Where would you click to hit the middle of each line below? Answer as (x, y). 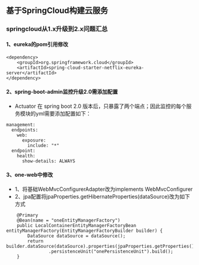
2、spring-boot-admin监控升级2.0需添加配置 (62, 92)
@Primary (28, 215)
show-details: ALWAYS (49, 161)
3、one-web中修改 (30, 175)
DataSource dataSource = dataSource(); (77, 236)
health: (26, 156)
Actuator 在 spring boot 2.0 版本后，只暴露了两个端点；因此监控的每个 (100, 106)
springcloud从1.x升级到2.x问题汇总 (57, 29)
